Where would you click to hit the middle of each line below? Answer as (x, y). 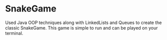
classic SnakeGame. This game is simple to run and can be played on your (82, 27)
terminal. (14, 33)
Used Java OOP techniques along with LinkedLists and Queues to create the (83, 22)
